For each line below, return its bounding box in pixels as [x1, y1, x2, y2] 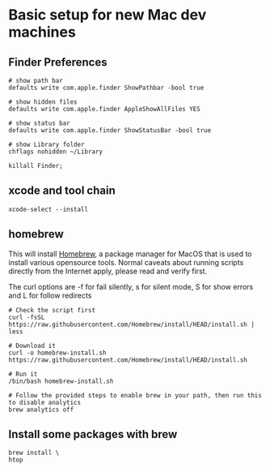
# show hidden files [8, 98, 78, 106]
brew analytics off [8, 405, 74, 414]
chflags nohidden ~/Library [8, 148, 103, 156]
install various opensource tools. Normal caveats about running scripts [8, 257, 244, 267]
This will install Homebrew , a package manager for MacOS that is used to [8, 249, 252, 259]
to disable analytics [8, 398, 82, 406]
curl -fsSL [8, 313, 45, 321]
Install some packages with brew [8, 427, 178, 441]
